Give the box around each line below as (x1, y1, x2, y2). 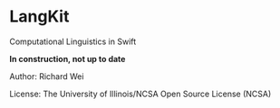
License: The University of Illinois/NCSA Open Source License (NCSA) (9, 88, 272, 99)
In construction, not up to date (9, 53, 126, 64)
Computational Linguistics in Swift (9, 36, 137, 47)
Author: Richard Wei (9, 70, 84, 82)
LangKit (9, 6, 70, 27)
